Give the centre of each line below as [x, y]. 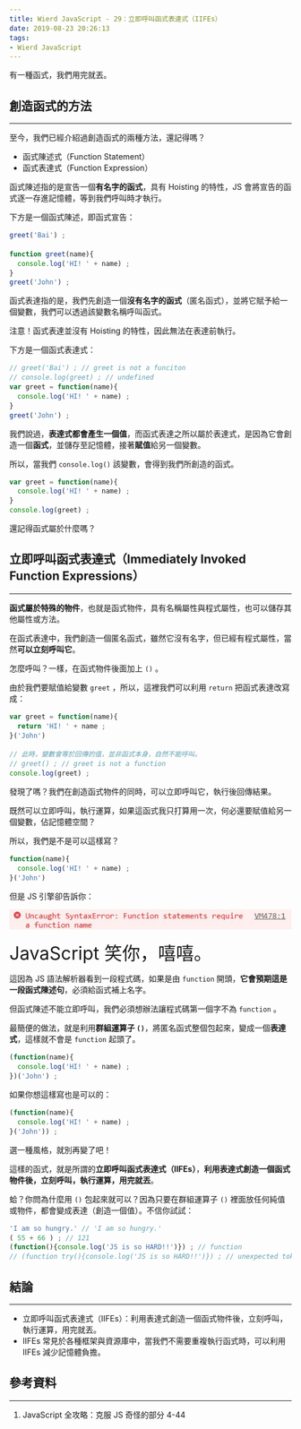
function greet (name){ [52, 254]
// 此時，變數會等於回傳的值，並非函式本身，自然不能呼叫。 [105, 754]
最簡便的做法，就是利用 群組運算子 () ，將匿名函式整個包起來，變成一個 [140, 1028]
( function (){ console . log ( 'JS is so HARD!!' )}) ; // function [126, 1247]
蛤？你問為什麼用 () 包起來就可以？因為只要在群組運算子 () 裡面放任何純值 [147, 1199]
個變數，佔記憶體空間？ [52, 822]
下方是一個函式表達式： [52, 350]
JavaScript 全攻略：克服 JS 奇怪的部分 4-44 [104, 1415]
